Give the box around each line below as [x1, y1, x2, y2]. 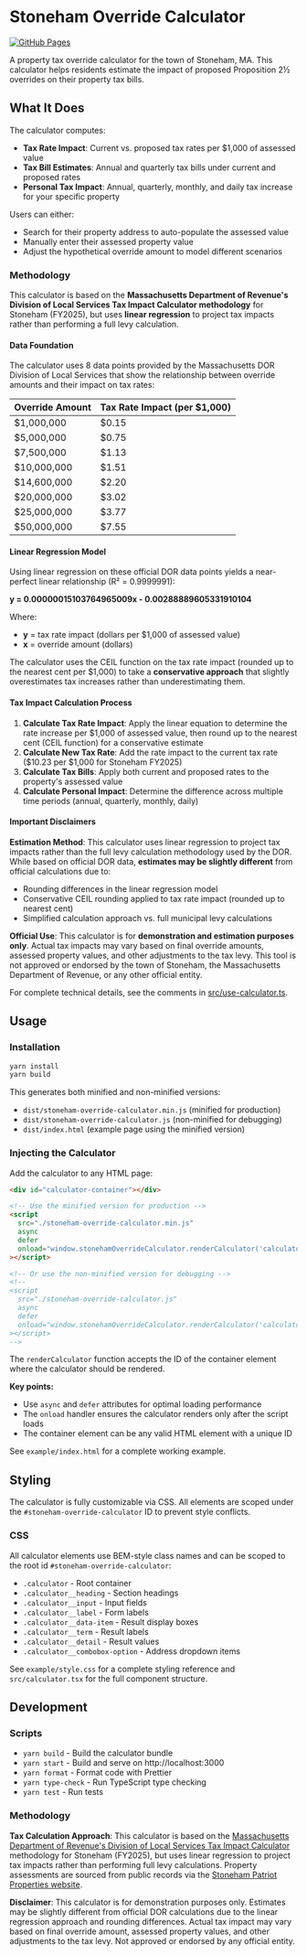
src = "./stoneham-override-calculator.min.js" [17, 1219, 195, 1228]
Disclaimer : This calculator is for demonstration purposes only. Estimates [9, 1896, 286, 1907]
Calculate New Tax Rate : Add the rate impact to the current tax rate [22, 747, 279, 757]
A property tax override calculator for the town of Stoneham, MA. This [9, 54, 273, 65]
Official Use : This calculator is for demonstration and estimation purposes [9, 930, 294, 941]
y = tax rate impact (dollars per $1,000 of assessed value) [22, 629, 240, 640]
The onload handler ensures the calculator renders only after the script [22, 1409, 289, 1420]
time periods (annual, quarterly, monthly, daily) [22, 795, 199, 806]
